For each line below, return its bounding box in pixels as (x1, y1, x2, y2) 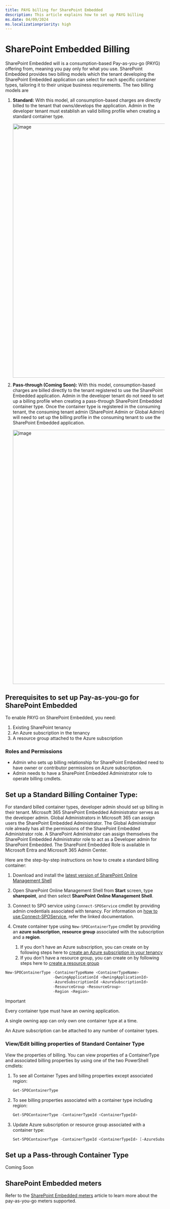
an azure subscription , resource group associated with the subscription (12, 929, 164, 935)
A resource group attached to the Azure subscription (12, 735, 123, 741)
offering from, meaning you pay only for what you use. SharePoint (5, 66, 143, 72)
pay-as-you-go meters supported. (5, 1198, 77, 1204)
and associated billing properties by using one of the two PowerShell (5, 1057, 149, 1063)
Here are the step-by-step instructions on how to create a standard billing (5, 857, 159, 863)
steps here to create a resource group (20, 960, 100, 966)
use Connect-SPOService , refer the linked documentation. (12, 914, 134, 920)
